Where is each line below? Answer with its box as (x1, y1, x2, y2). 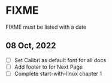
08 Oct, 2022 (5, 41, 56, 51)
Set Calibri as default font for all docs (14, 56, 107, 63)
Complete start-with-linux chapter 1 (14, 70, 102, 77)
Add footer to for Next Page (14, 63, 83, 70)
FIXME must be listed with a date (5, 23, 87, 30)
